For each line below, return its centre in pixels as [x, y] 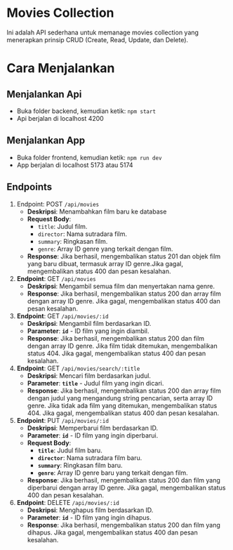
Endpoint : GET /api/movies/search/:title [78, 368]
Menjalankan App [46, 141]
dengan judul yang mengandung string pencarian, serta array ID [120, 398]
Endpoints [29, 187]
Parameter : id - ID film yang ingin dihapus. [89, 517]
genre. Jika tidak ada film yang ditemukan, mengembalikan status [122, 405]
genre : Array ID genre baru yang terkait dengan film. [113, 473]
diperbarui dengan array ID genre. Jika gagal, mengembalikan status [126, 487]
